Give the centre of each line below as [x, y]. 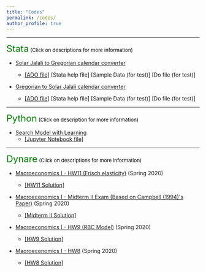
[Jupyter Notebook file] [54, 139]
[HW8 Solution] [44, 263]
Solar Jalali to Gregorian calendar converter [70, 63]
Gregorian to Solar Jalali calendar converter [70, 87]
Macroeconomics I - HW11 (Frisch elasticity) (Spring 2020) [89, 173]
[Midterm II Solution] [50, 216]
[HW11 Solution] [44, 185]
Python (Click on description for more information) [73, 119]
